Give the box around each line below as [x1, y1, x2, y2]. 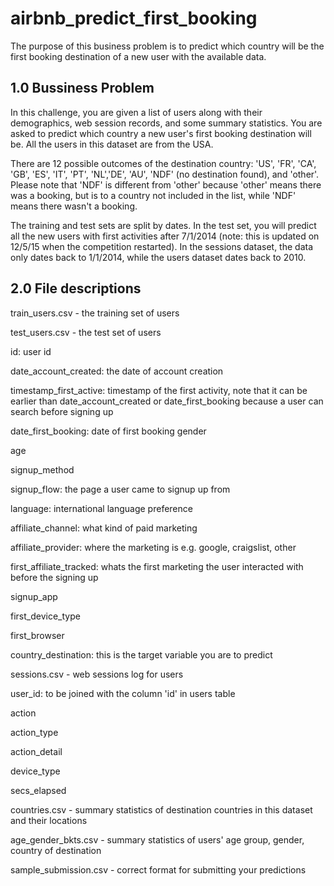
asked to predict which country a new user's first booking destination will [10, 127, 312, 139]
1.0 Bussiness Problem [10, 80, 155, 97]
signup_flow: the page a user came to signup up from [10, 483, 231, 495]
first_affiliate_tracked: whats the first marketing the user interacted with [10, 560, 304, 572]
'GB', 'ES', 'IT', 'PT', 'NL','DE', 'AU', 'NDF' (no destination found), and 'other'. [10, 168, 320, 180]
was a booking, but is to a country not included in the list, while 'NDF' [10, 189, 297, 201]
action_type [10, 726, 59, 738]
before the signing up [10, 571, 99, 583]
